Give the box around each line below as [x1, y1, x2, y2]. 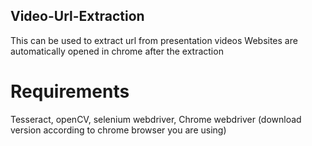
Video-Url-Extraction [10, 8, 145, 25]
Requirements [10, 80, 130, 103]
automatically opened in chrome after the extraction [10, 45, 224, 57]
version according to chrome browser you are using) [10, 124, 227, 136]
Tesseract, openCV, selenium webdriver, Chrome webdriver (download [10, 113, 302, 125]
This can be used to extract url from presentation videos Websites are [10, 34, 298, 46]
